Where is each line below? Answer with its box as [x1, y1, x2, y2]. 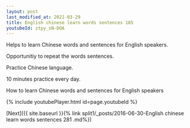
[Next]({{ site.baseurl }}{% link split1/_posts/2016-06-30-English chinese [6, 110, 185, 117]
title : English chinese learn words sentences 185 [6, 19, 134, 25]
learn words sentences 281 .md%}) [6, 116, 92, 123]
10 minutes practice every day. [6, 76, 81, 83]
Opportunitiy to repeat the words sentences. [6, 52, 114, 60]
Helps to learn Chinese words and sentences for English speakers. [6, 41, 169, 48]
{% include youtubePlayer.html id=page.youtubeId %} [6, 99, 138, 106]
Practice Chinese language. [6, 64, 73, 71]
